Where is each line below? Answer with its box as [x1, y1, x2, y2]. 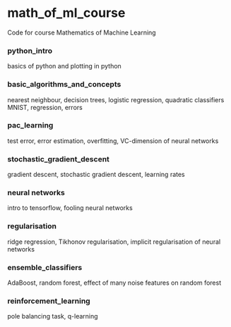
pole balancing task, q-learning [7, 312, 98, 321]
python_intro [7, 46, 53, 56]
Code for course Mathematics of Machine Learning [7, 28, 157, 37]
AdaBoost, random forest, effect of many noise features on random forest [7, 278, 221, 287]
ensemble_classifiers [7, 262, 83, 272]
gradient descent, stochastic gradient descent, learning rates [7, 171, 185, 179]
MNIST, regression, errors [7, 103, 83, 111]
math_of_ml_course [7, 5, 126, 21]
